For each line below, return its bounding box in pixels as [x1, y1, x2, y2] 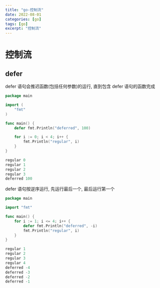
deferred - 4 [5, 265, 30, 270]
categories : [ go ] [5, 17, 42, 22]
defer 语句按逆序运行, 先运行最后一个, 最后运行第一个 [5, 186, 115, 192]
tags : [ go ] [5, 21, 28, 27]
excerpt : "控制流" [5, 26, 42, 31]
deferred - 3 [5, 269, 30, 275]
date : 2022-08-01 [5, 12, 42, 17]
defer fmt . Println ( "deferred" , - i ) [23, 223, 98, 228]
